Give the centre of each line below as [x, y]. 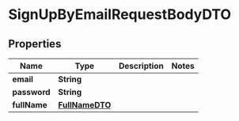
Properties [35, 44]
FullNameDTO [85, 105]
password [31, 92]
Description [141, 66]
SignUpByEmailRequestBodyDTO [120, 15]
